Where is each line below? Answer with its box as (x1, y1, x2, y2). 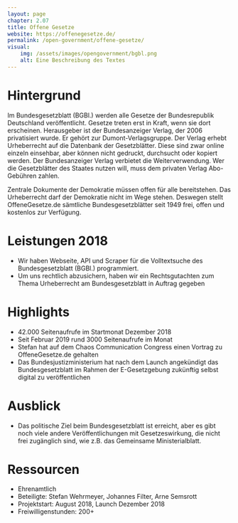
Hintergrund (7, 87, 81, 103)
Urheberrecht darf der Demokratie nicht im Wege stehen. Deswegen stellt (7, 193, 224, 201)
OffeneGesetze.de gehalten (17, 350, 99, 359)
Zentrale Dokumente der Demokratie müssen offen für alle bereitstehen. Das (7, 185, 231, 194)
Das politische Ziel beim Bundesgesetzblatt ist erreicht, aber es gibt (17, 421, 216, 430)
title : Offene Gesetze (7, 23, 75, 31)
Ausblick (7, 398, 61, 413)
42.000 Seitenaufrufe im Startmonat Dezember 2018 (17, 327, 172, 336)
